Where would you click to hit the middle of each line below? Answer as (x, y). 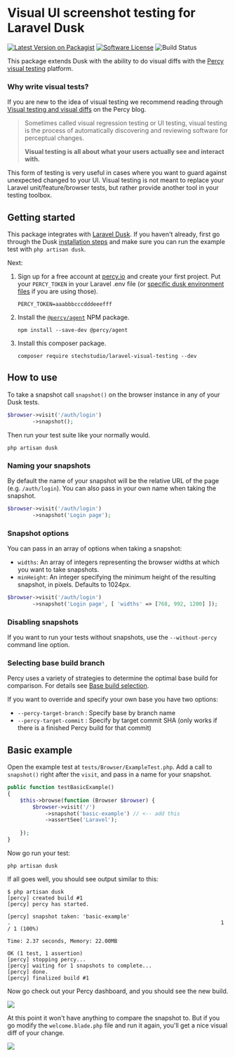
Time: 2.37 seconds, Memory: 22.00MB (62, 941)
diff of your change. (36, 1032)
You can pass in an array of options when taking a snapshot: (95, 548)
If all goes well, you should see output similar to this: (83, 879)
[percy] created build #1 (45, 898)
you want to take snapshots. (58, 569)
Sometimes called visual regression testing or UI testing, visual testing (126, 123)
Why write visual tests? (48, 87)
